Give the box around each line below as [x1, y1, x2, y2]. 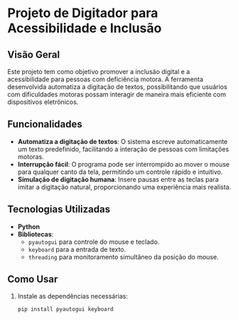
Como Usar [7, 273, 58, 286]
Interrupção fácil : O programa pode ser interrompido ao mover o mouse [17, 160, 229, 168]
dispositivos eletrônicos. [7, 98, 79, 106]
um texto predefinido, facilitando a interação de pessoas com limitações [17, 145, 229, 153]
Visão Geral [7, 48, 60, 61]
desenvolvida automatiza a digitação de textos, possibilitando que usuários [7, 83, 227, 91]
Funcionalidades [7, 118, 83, 130]
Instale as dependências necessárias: [17, 292, 129, 301]
